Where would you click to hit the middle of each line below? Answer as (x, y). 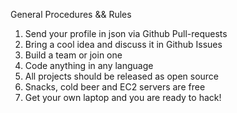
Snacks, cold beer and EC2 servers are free (115, 87)
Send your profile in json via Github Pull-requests (126, 33)
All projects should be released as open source (122, 76)
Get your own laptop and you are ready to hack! (123, 97)
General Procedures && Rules (71, 14)
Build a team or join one (73, 55)
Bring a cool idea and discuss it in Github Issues (123, 44)
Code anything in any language (89, 65)
